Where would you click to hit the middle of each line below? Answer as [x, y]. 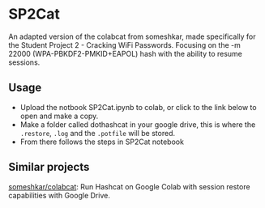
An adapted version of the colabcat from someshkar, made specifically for [132, 36]
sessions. [24, 62]
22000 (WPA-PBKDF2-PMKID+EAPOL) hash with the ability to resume [126, 53]
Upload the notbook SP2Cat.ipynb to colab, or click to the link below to [138, 107]
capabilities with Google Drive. [60, 195]
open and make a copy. [59, 116]
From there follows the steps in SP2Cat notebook [102, 142]
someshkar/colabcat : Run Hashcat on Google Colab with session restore [129, 186]
